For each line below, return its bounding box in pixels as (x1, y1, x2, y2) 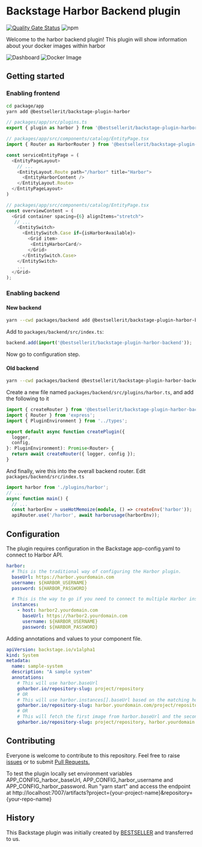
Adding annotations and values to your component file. (6, 635, 142, 642)
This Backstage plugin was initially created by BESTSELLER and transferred (6, 828, 194, 836)
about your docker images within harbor (6, 42, 106, 49)
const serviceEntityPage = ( (6, 152, 79, 158)
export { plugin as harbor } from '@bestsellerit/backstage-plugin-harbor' (6, 125, 200, 131)
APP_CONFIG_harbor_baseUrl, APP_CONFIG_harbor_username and (6, 776, 173, 783)
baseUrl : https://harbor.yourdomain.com (11, 574, 114, 580)
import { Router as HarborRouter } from (6, 141, 109, 147)
